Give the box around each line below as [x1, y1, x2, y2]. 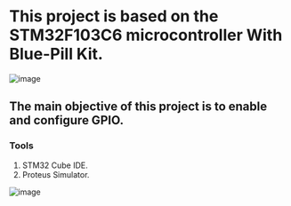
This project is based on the [9, 6, 219, 27]
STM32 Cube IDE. [21, 160, 89, 170]
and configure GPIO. [9, 113, 125, 128]
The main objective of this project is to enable [9, 99, 268, 115]
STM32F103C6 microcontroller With [9, 25, 283, 45]
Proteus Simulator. [21, 169, 90, 179]
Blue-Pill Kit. [9, 44, 104, 64]
